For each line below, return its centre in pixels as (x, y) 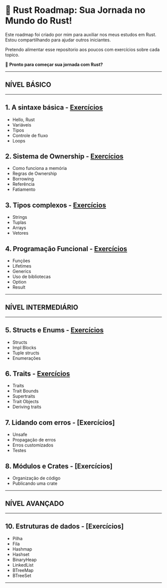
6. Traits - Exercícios (38, 374)
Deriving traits (27, 407)
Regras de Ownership (35, 173)
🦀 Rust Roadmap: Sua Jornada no (75, 10)
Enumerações (27, 358)
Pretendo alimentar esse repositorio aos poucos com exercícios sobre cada (83, 49)
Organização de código (36, 478)
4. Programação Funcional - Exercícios (66, 249)
